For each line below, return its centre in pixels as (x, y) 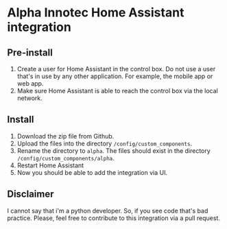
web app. (30, 83)
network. (29, 98)
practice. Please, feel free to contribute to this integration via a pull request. (114, 218)
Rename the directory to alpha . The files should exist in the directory (113, 150)
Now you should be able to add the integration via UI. (92, 172)
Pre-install (30, 52)
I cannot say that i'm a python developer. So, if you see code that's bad (108, 210)
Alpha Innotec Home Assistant (96, 13)
